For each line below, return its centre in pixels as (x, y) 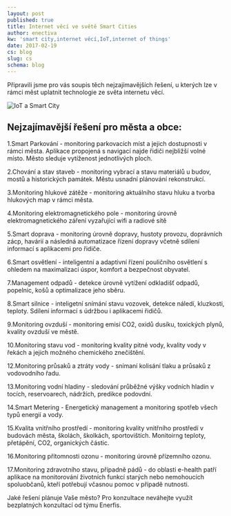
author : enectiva (32, 33)
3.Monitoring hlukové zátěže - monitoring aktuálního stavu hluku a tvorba (111, 193)
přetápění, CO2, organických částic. (58, 443)
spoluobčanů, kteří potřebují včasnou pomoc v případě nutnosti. (98, 484)
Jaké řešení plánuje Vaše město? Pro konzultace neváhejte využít (100, 498)
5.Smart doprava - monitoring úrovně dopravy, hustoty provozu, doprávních (115, 234)
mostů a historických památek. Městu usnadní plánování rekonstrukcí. (106, 179)
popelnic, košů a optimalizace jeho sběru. (66, 291)
